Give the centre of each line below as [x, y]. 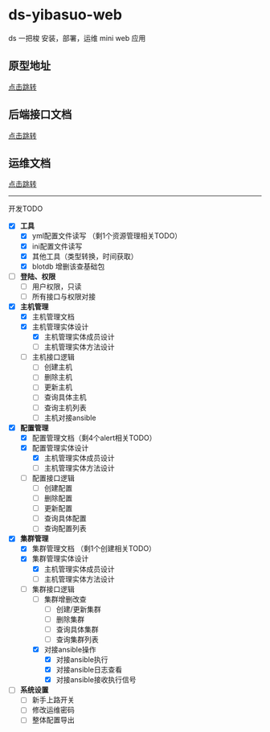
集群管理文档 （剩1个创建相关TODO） [94, 549]
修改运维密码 [53, 710]
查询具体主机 [65, 397]
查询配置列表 [65, 528]
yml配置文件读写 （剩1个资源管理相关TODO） [107, 236]
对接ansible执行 [82, 660]
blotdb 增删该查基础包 [68, 266]
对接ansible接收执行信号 [96, 680]
